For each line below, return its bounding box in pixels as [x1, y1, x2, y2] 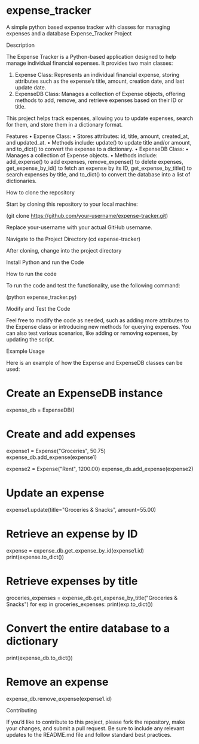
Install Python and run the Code [6, 259, 84, 266]
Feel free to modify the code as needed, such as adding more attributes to [6, 316, 189, 324]
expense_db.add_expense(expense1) [6, 454, 97, 461]
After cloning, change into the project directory [6, 247, 122, 254]
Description [6, 41, 35, 49]
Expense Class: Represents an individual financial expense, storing [14, 71, 180, 78]
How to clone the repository [6, 188, 75, 196]
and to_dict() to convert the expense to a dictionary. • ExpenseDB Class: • [6, 145, 189, 152]
